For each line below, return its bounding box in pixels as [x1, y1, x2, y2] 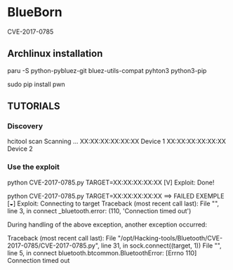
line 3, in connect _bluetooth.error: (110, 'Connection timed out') [7, 206, 192, 215]
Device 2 [7, 144, 33, 153]
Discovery [7, 121, 44, 131]
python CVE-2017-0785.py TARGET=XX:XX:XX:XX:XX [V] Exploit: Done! [7, 178, 215, 187]
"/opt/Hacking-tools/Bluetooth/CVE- [117, 234, 223, 242]
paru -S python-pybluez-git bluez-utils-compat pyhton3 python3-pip [7, 66, 207, 74]
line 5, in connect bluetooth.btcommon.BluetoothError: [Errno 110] [7, 248, 197, 257]
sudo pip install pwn [7, 80, 65, 88]
